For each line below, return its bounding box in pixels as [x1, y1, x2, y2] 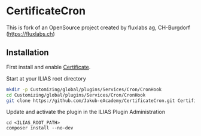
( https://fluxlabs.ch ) [6, 30, 55, 37]
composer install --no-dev [6, 125, 74, 131]
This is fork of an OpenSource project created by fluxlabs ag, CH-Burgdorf [6, 24, 190, 31]
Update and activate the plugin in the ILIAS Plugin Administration [6, 109, 166, 116]
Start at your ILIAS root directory [6, 75, 87, 82]
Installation [6, 48, 49, 58]
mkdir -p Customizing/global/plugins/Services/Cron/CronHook [6, 86, 162, 92]
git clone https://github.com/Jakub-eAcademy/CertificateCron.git [6, 97, 175, 104]
